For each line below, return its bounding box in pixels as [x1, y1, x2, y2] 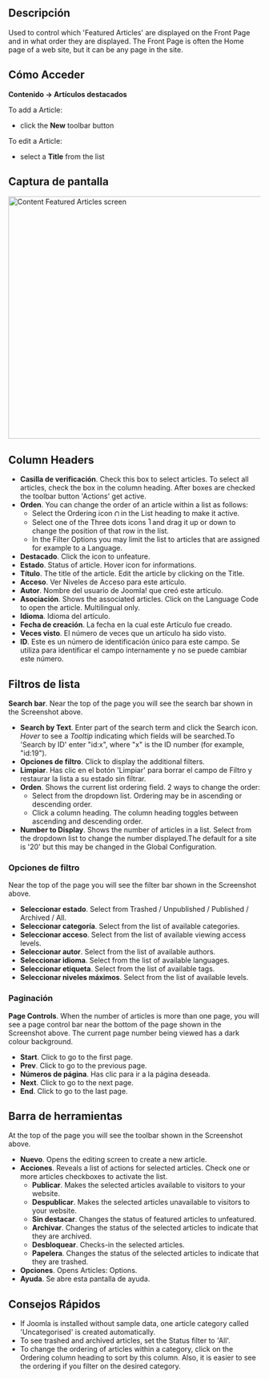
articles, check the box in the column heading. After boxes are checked [19, 483, 255, 493]
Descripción [8, 6, 70, 20]
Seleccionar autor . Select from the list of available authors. [19, 947, 216, 957]
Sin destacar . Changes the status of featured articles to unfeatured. [31, 1214, 256, 1224]
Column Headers [8, 453, 94, 466]
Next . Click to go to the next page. [19, 1077, 134, 1087]
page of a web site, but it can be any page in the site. [8, 44, 183, 55]
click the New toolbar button [19, 120, 114, 130]
